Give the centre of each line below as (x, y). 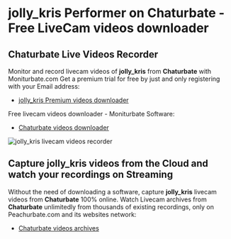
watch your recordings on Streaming (90, 175)
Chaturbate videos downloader (63, 128)
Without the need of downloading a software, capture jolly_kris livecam (112, 191)
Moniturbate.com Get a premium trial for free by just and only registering (114, 79)
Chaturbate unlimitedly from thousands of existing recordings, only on (111, 206)
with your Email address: (44, 86)
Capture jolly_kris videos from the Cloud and (108, 163)
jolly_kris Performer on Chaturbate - (117, 13)
